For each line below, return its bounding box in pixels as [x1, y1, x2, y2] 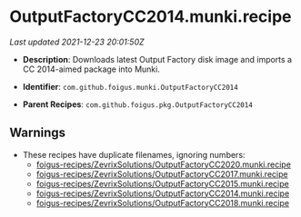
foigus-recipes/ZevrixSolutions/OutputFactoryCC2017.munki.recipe [35, 168, 288, 179]
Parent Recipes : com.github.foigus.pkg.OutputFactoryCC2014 [22, 98, 253, 110]
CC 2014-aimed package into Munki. [22, 64, 161, 74]
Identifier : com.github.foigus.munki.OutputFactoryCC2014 [22, 81, 238, 92]
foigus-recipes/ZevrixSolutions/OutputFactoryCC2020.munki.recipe [35, 159, 291, 170]
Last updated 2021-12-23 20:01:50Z [9, 36, 145, 47]
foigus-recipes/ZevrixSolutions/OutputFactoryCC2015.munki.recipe [35, 178, 289, 189]
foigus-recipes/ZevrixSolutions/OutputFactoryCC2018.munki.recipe [35, 197, 289, 208]
